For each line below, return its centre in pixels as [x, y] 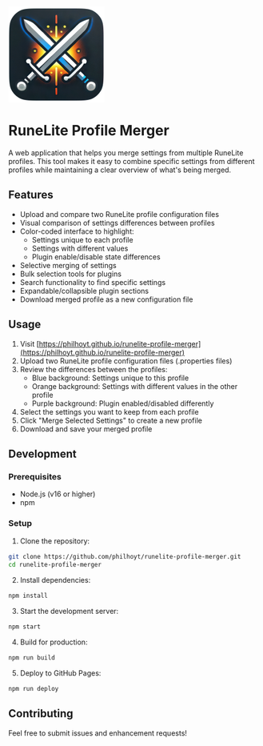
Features [31, 195]
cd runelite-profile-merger [55, 565]
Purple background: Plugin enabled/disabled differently [123, 403]
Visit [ [30, 343]
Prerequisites [35, 476]
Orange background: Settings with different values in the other [135, 386]
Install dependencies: [55, 580]
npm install [28, 596]
